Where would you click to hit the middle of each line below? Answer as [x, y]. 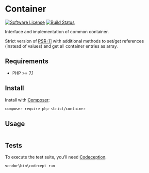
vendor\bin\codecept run [30, 166]
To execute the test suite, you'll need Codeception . [56, 157]
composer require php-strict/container [45, 109]
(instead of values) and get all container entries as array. [61, 46]
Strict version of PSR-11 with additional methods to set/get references [74, 41]
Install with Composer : [27, 100]
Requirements [27, 61]
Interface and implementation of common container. [57, 31]
